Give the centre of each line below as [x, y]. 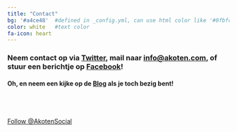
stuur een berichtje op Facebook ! [65, 67]
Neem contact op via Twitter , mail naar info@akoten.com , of [112, 58]
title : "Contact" [33, 14]
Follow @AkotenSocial [40, 121]
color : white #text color [49, 27]
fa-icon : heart [30, 33]
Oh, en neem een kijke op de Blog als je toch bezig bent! [91, 83]
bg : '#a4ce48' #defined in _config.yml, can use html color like [107, 20]
